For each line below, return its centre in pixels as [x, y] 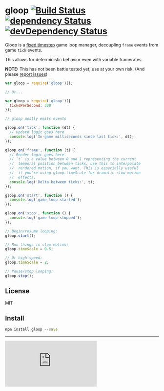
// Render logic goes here [37, 155]
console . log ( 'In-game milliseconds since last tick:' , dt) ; [72, 137]
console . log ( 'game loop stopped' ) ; [46, 218]
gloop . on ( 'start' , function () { [39, 195]
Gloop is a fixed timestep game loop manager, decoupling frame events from [82, 45]
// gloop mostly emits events [36, 119]
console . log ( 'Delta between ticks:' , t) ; [52, 182]
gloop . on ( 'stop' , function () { [38, 213]
